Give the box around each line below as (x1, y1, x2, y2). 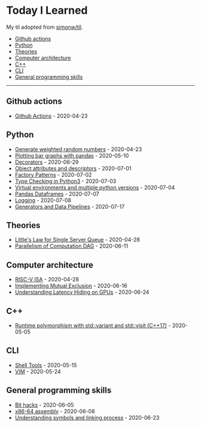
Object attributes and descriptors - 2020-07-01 (14, 164, 132, 172)
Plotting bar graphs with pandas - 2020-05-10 (14, 152, 129, 159)
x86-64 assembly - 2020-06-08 (14, 407, 95, 414)
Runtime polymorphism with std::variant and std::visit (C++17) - (14, 322, 171, 329)
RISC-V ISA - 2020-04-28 (14, 276, 80, 283)
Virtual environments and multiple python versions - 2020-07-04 (14, 184, 175, 191)
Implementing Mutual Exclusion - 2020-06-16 (14, 282, 127, 290)
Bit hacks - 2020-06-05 (14, 401, 74, 408)
